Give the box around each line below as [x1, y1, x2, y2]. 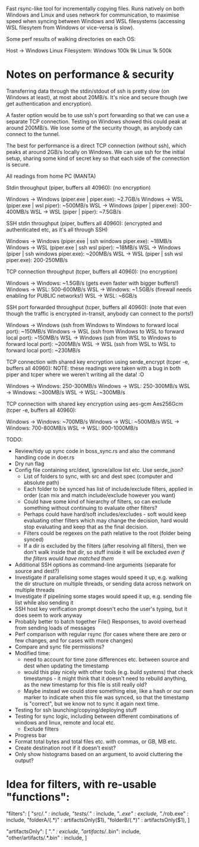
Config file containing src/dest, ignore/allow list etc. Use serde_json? [14, 466, 184, 473]
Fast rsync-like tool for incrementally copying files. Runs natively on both [6, 5, 185, 12]
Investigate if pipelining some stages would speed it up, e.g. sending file [14, 593, 192, 600]
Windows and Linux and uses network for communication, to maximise [6, 11, 179, 18]
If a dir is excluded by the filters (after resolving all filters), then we [23, 542, 187, 549]
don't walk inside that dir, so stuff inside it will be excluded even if [23, 548, 185, 555]
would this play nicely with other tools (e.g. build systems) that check [23, 668, 193, 675]
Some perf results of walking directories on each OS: [6, 36, 136, 42]
